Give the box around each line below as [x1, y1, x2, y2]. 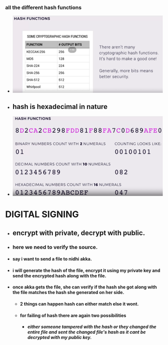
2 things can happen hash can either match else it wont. [19, 301, 139, 307]
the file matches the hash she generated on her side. [12, 289, 124, 295]
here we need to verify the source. [12, 243, 98, 250]
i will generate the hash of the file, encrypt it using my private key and [12, 267, 160, 273]
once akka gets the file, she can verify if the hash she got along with [12, 284, 157, 290]
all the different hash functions [5, 4, 81, 11]
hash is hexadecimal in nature [12, 102, 107, 111]
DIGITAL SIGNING [5, 209, 79, 220]
